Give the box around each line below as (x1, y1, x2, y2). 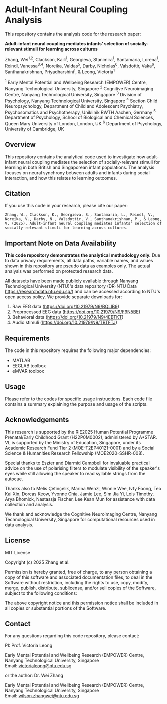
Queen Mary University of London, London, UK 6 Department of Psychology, (5, 120, 163, 126)
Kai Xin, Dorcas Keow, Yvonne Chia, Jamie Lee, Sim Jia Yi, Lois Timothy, (5, 491, 154, 497)
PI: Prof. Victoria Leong (5, 642, 53, 649)
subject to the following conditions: (5, 590, 77, 596)
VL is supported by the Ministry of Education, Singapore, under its (5, 439, 141, 445)
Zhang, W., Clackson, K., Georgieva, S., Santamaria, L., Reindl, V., (5, 212, 155, 217)
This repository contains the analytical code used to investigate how (5, 154, 146, 160)
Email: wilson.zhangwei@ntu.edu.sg (5, 693, 79, 699)
